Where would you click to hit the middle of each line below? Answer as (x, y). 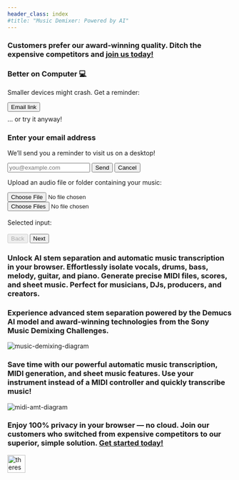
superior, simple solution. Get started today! (86, 443)
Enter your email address (52, 138)
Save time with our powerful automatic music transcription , (112, 364)
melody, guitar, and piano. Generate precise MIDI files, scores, (117, 275)
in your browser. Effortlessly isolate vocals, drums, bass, (108, 267)
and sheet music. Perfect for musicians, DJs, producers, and (115, 285)
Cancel (127, 168)
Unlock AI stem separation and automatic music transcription (116, 257)
